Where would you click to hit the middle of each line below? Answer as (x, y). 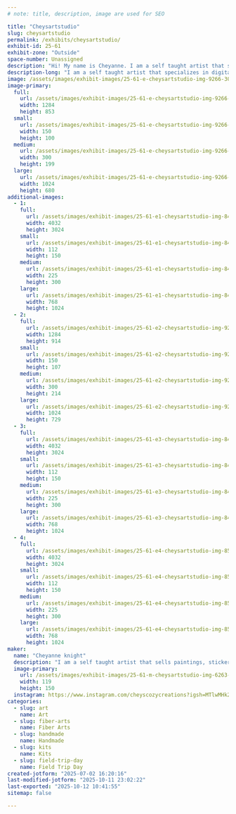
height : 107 (43, 367)
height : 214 (43, 393)
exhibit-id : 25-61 (34, 47)
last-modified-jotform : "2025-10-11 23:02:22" (77, 780)
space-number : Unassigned (45, 60)
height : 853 (37, 112)
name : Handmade (42, 741)
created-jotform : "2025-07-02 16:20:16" (67, 773)
